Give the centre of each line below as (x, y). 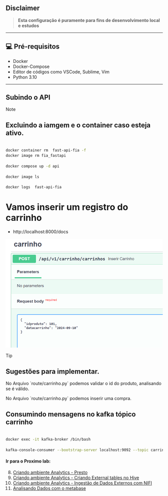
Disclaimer (23, 8)
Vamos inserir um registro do (67, 207)
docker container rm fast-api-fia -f (46, 150)
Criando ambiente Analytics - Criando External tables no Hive (76, 478)
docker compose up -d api (32, 166)
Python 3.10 (25, 77)
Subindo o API (28, 98)
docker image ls (22, 177)
